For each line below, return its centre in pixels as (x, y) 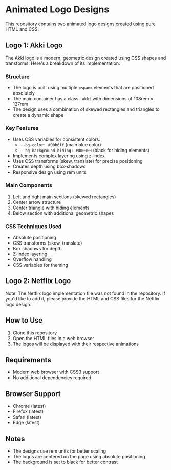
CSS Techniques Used (34, 226)
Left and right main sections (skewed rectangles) (64, 197)
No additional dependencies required (52, 378)
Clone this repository (35, 333)
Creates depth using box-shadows (49, 167)
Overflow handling (32, 259)
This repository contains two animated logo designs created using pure (80, 24)
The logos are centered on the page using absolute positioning (79, 456)
